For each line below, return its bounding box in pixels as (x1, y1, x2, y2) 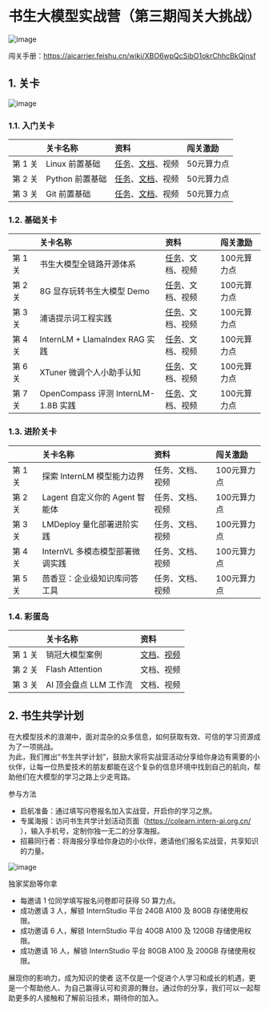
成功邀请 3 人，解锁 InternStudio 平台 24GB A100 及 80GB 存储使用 (19, 906, 242, 915)
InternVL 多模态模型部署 (42, 546, 132, 557)
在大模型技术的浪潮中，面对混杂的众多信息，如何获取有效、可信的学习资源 (8, 732, 254, 741)
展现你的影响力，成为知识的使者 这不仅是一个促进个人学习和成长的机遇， (8, 972, 249, 983)
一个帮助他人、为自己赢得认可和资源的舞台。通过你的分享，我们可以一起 (14, 983, 254, 992)
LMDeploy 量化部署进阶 (42, 518, 131, 529)
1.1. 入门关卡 (8, 120, 55, 131)
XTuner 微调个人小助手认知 (39, 367, 142, 378)
